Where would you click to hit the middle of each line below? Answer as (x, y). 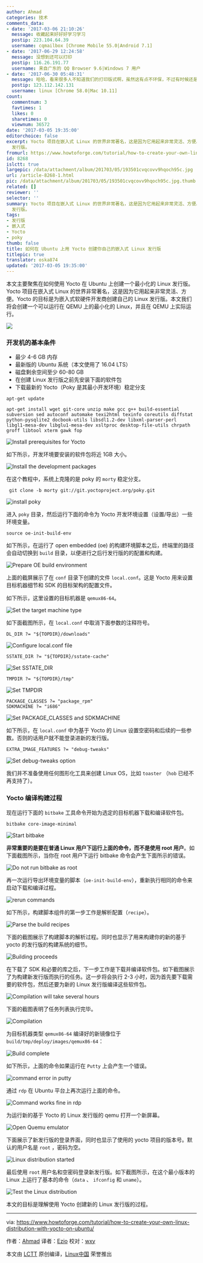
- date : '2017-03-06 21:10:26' (46, 29)
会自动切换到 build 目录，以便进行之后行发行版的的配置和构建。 (86, 553)
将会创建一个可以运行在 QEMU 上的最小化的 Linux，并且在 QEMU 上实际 (96, 306)
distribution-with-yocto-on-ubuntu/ (50, 1228)
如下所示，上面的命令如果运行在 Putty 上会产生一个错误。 (78, 1066)
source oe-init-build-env (39, 534)
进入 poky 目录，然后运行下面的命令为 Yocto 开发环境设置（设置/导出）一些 (100, 514)
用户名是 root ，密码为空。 (50, 1147)
